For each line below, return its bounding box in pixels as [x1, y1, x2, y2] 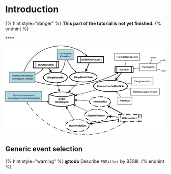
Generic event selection [5, 145, 83, 153]
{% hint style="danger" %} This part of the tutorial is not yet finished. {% [5, 20, 161, 26]
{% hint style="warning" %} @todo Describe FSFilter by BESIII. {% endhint [5, 158, 164, 164]
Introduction [5, 4, 59, 15]
